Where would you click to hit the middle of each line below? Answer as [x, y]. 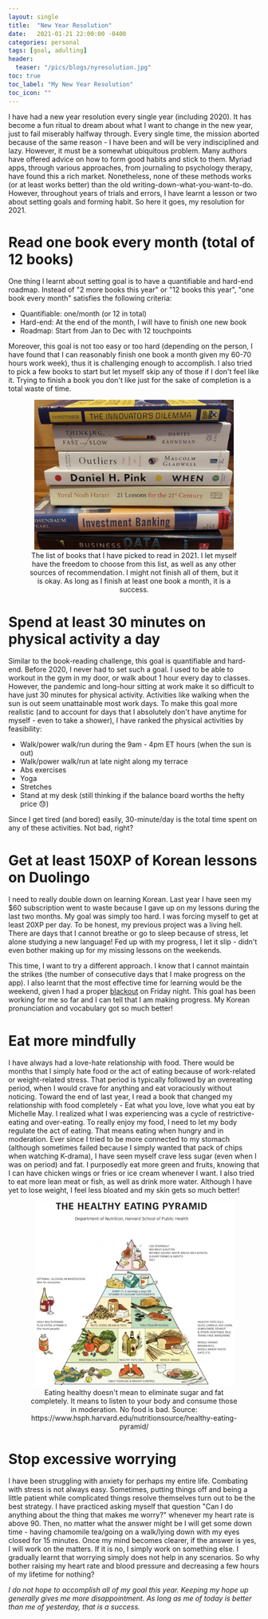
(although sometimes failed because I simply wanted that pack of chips [126, 1148]
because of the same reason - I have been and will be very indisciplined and [134, 142]
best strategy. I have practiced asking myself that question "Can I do [121, 1506]
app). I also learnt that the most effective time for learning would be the [125, 983]
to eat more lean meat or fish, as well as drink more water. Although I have [130, 1182]
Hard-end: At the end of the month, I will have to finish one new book [133, 322]
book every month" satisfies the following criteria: [90, 298]
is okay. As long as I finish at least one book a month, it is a [134, 581]
